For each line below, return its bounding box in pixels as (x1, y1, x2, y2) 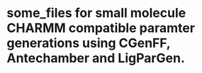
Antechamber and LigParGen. (6, 50, 186, 67)
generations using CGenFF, (6, 35, 171, 51)
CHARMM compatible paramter (6, 20, 196, 36)
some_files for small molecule (6, 5, 186, 21)
